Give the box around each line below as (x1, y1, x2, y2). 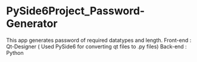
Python (6, 49, 24, 56)
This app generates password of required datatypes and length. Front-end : (6, 36, 192, 44)
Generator (6, 17, 58, 30)
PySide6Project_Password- (6, 4, 145, 18)
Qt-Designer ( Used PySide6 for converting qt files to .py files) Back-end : (6, 43, 187, 50)
